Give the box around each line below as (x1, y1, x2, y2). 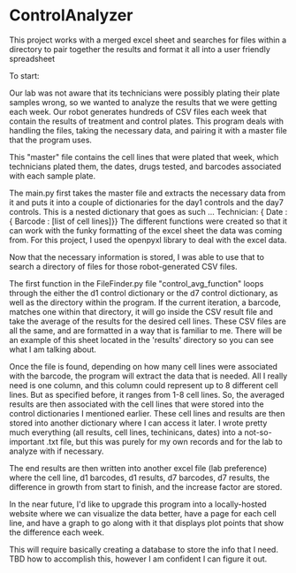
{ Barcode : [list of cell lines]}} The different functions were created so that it (9, 216, 288, 226)
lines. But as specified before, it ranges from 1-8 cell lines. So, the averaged (9, 389, 285, 400)
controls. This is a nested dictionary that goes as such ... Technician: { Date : (9, 206, 288, 217)
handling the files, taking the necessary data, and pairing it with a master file (9, 125, 287, 135)
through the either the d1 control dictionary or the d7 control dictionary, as (9, 287, 278, 298)
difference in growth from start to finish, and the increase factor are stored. (9, 481, 283, 492)
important (9, 436, 45, 447)
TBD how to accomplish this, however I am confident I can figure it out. (9, 554, 268, 564)
